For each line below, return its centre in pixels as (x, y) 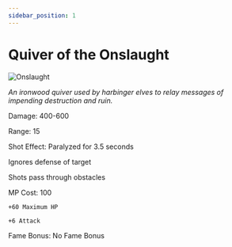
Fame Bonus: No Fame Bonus (57, 235)
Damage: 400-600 (39, 116)
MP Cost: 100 (30, 192)
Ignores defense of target (50, 161)
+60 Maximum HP (33, 207)
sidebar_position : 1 (42, 15)
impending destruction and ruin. (61, 101)
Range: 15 (24, 131)
